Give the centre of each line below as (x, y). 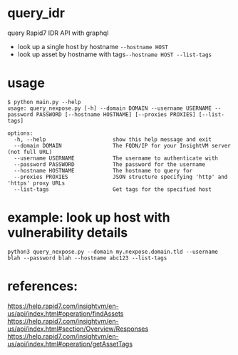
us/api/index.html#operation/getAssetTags (70, 344)
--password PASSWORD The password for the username (109, 164)
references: (43, 286)
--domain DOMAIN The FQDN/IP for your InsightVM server (123, 145)
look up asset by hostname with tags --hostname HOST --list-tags (115, 54)
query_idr (36, 13)
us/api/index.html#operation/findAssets (66, 313)
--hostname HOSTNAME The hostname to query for (103, 170)
